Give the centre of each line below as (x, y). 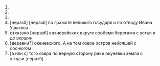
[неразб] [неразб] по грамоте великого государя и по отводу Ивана (81, 22)
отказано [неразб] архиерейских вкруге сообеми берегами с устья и (82, 33)
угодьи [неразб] (26, 58)
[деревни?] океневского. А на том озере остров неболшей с (73, 43)
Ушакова (19, 28)
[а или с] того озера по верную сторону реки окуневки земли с (76, 53)
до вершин (21, 38)
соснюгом (21, 48)
